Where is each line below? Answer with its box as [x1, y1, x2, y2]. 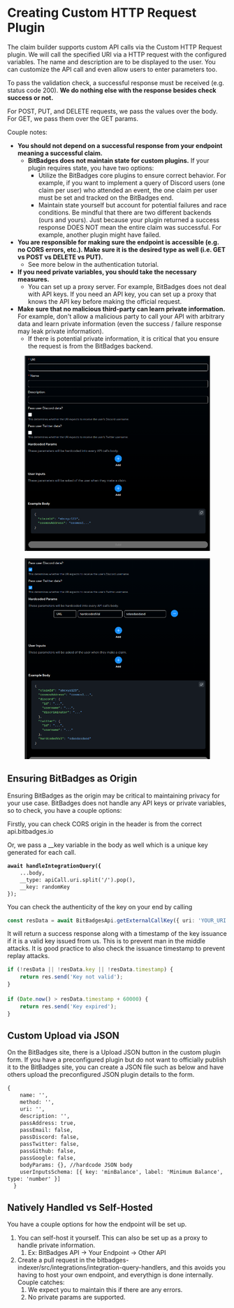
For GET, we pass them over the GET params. [7, 114, 138, 123]
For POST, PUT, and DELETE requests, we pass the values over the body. [7, 107, 218, 115]
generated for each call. [7, 848, 76, 856]
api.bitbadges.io [7, 827, 54, 835]
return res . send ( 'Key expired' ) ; [20, 1003, 117, 1010]
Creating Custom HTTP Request [7, 5, 197, 21]
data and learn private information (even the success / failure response [17, 319, 222, 328]
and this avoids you [170, 1263, 226, 1272]
